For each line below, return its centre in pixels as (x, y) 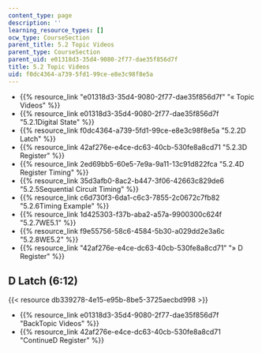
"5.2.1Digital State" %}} (57, 122)
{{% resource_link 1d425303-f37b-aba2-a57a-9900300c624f (121, 214)
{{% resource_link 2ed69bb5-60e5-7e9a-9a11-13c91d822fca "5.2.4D (132, 163)
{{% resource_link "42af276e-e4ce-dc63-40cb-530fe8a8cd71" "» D (131, 248)
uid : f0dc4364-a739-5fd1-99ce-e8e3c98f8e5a (81, 74)
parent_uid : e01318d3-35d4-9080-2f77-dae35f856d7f (93, 60)
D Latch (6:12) (43, 281)
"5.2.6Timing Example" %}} (64, 205)
